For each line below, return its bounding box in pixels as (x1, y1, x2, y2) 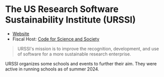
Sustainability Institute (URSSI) (5, 14, 136, 25)
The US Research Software (5, 3, 119, 15)
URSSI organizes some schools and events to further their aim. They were (5, 60, 157, 66)
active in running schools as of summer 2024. (5, 66, 100, 72)
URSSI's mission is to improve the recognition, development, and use (17, 45, 160, 51)
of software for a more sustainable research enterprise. (17, 51, 131, 57)
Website (12, 30, 30, 36)
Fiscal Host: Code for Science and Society (12, 36, 100, 42)
